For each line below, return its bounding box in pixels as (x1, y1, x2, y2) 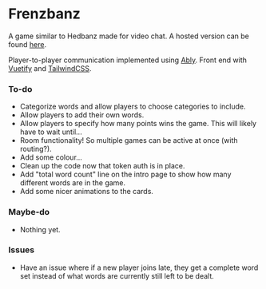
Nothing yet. (19, 224, 62, 234)
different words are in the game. (19, 178, 126, 188)
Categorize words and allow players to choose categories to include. (19, 101, 246, 112)
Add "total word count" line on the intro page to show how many (19, 169, 232, 180)
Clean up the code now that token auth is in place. (19, 161, 185, 171)
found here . (8, 39, 46, 49)
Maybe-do (8, 207, 50, 218)
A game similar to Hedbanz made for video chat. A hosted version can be (8, 31, 250, 41)
